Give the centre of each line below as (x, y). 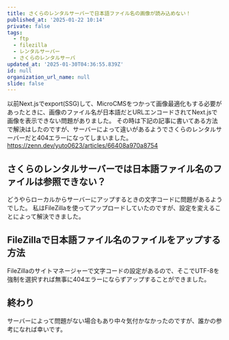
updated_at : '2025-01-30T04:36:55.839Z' (66, 64)
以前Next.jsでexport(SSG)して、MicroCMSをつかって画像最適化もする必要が (114, 104)
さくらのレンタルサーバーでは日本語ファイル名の (110, 169)
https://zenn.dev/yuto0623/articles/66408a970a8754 (83, 146)
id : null (19, 70)
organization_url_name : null (49, 77)
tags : (15, 32)
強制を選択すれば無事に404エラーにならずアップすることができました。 (109, 279)
